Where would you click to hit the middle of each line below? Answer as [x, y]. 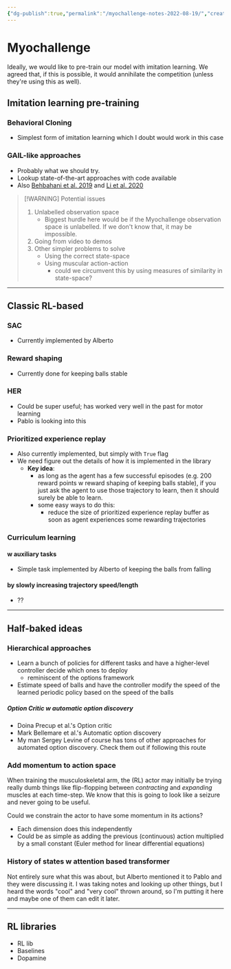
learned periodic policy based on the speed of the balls [95, 693]
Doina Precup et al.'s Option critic [64, 726]
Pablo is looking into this [52, 420]
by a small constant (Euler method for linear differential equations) [111, 844]
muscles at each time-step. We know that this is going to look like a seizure [114, 795]
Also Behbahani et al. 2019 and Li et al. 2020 [80, 185]
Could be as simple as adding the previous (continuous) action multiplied [120, 836]
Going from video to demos [73, 241]
